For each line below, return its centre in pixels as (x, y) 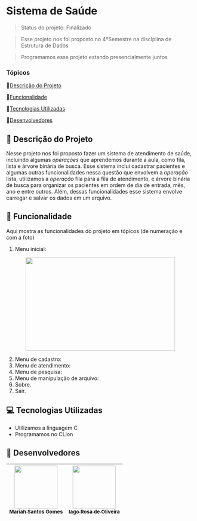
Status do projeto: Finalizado (56, 27)
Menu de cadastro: (38, 359)
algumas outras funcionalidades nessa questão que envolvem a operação (97, 173)
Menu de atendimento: (43, 365)
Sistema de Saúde (52, 11)
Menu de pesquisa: (39, 372)
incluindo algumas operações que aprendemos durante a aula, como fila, (96, 160)
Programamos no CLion (44, 434)
